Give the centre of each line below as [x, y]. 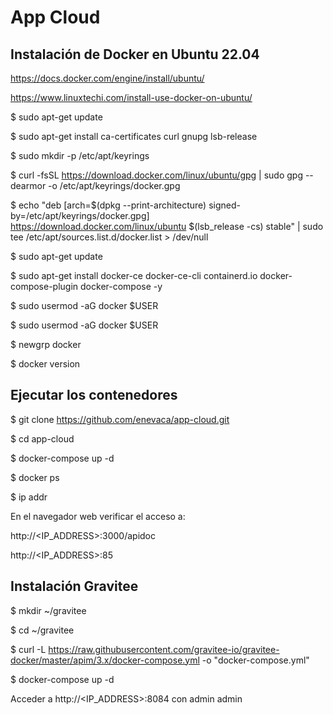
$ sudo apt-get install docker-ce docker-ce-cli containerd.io [134, 275]
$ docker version [45, 364]
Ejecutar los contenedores [94, 395]
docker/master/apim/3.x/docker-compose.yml [105, 660]
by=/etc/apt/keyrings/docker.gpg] [80, 215]
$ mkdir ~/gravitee [48, 610]
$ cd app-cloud [42, 438]
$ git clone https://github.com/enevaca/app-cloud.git [120, 419]
